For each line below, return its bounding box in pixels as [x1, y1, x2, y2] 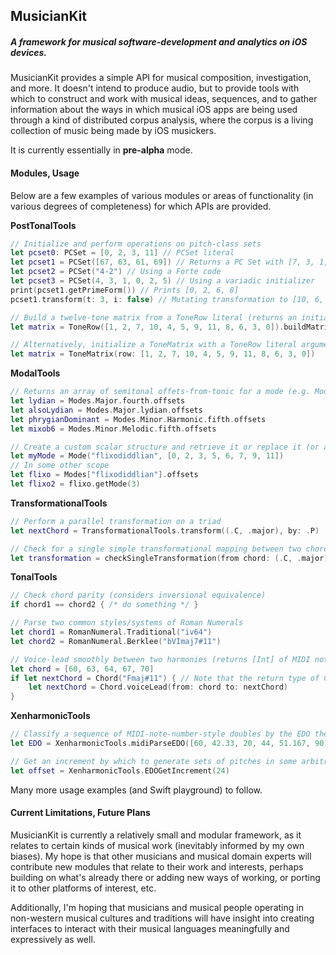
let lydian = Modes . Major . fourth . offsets [10, 396, 186, 406]
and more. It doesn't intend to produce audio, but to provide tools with [10, 82, 300, 94]
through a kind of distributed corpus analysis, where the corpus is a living [10, 114, 314, 126]
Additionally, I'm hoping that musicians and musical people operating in [10, 901, 304, 913]
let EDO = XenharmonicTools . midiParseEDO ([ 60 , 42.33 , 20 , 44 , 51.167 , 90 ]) [10, 739, 333, 749]
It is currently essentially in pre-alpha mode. [10, 144, 193, 156]
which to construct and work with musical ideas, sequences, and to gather [10, 93, 318, 105]
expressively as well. [10, 933, 96, 945]
